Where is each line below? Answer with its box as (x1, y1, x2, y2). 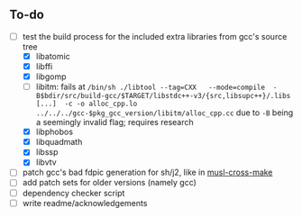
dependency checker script (22, 187, 125, 198)
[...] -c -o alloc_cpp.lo (35, 99, 138, 109)
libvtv (35, 157, 57, 167)
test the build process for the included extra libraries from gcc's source (22, 31, 288, 41)
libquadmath (35, 137, 83, 148)
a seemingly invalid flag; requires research (35, 117, 194, 128)
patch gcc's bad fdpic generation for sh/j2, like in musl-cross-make (22, 167, 273, 178)
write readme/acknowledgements (22, 197, 148, 208)
